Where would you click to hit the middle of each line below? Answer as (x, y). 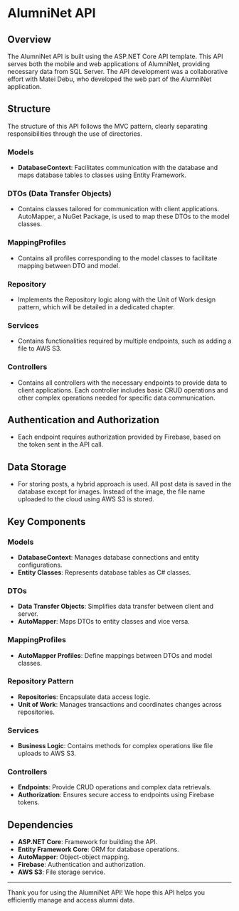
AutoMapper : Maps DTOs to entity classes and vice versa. (103, 622)
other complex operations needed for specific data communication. (116, 398)
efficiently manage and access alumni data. (71, 900)
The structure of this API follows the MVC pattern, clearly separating (108, 126)
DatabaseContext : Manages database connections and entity (108, 557)
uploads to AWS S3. (47, 753)
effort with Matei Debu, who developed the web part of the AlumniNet (110, 79)
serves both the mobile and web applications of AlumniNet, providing (109, 64)
